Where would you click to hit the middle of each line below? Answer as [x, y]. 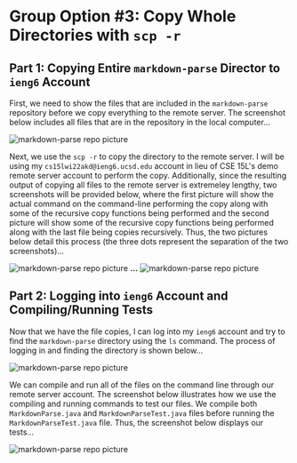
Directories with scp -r [95, 35]
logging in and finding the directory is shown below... [106, 350]
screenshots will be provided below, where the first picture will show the [141, 194]
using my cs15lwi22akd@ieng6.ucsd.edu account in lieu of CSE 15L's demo [144, 166]
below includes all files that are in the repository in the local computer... [140, 122]
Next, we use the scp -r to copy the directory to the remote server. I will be [147, 156]
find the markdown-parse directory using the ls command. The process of [142, 340]
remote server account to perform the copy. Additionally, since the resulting [148, 176]
